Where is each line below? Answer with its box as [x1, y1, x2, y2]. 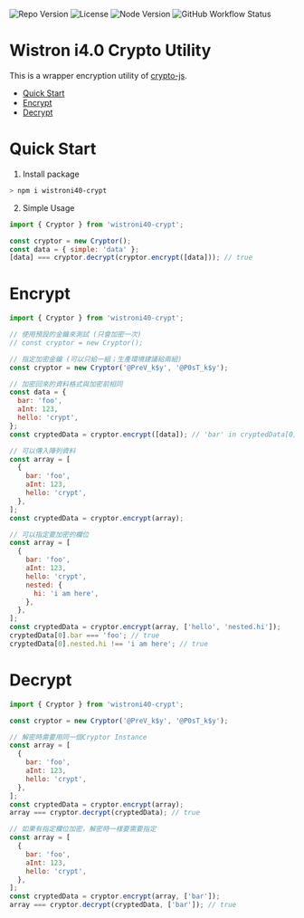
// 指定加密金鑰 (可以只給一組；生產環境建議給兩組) [9, 354, 183, 364]
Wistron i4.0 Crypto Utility [9, 41, 212, 61]
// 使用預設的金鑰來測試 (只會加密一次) [9, 330, 142, 339]
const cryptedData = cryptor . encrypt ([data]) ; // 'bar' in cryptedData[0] [9, 430, 298, 439]
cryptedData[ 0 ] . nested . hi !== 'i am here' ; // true [9, 639, 208, 648]
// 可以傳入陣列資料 [9, 446, 76, 455]
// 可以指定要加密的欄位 [9, 530, 90, 539]
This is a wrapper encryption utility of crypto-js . [9, 70, 187, 81]
